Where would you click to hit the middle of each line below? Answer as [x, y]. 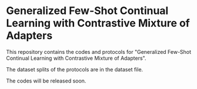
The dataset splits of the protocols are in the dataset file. [75, 69]
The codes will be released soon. [46, 81]
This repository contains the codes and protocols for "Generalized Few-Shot [99, 52]
